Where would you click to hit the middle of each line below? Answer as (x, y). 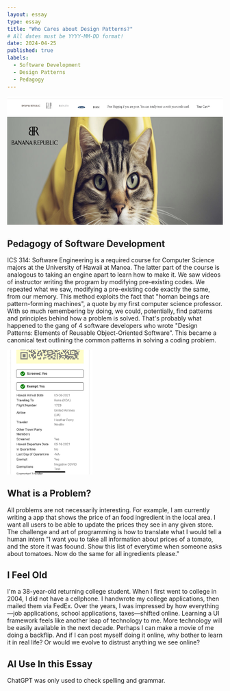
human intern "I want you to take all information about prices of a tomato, (110, 539)
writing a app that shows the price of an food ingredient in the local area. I (111, 517)
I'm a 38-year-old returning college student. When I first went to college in (112, 592)
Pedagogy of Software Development (86, 243)
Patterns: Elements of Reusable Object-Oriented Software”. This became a (112, 333)
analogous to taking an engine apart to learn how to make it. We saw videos (114, 275)
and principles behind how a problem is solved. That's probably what (104, 318)
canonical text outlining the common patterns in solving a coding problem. (112, 340)
